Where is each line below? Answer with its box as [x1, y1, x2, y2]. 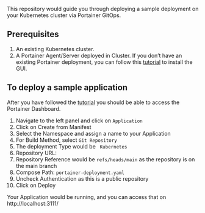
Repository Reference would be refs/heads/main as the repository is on [15, 155, 195, 163]
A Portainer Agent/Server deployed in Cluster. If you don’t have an [15, 52, 182, 59]
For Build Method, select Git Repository [15, 136, 118, 144]
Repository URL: [15, 149, 57, 156]
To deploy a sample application [7, 82, 128, 93]
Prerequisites [7, 29, 59, 40]
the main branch [15, 162, 57, 169]
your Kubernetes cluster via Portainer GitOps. [7, 12, 121, 19]
